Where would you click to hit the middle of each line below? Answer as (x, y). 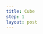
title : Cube (20, 11)
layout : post (22, 22)
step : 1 (15, 17)
